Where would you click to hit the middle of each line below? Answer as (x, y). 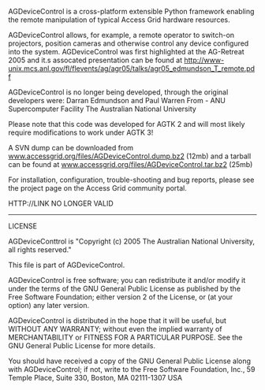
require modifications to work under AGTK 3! (81, 132)
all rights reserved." (40, 250)
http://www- (204, 60)
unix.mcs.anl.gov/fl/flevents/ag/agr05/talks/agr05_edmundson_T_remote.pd (131, 69)
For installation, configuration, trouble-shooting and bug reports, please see (131, 180)
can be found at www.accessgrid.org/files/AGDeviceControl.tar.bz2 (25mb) (131, 164)
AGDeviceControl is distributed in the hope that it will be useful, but (118, 321)
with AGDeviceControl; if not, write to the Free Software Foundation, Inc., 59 (132, 369)
